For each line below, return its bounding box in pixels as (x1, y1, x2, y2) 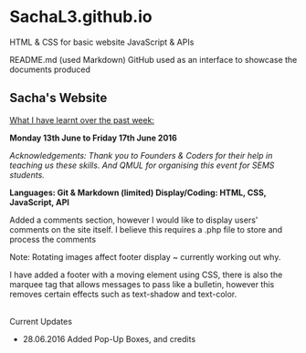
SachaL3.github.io (9, 6, 153, 27)
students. (9, 169, 46, 180)
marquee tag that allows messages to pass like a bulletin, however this (9, 278, 275, 289)
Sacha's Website (9, 90, 108, 106)
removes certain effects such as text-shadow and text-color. (9, 288, 237, 299)
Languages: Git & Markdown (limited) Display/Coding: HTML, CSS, (9, 187, 267, 198)
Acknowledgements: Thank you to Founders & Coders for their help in (9, 150, 273, 161)
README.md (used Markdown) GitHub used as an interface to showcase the (9, 54, 298, 65)
